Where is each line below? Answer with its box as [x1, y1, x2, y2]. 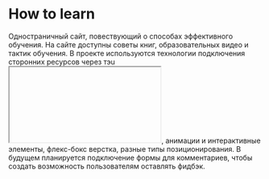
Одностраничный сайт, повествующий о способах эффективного [8, 31, 234, 41]
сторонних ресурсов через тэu [8, 57, 115, 67]
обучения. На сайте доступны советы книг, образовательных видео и [8, 39, 249, 49]
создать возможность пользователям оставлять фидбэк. [8, 161, 205, 171]
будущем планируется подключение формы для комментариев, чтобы [8, 153, 253, 162]
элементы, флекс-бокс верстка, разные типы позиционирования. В [8, 144, 242, 153]
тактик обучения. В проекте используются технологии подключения [8, 48, 246, 58]
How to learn [8, 5, 95, 23]
